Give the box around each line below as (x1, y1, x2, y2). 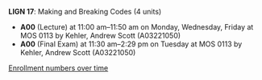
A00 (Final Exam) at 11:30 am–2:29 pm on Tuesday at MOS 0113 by (19, 39, 243, 49)
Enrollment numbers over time (8, 63, 109, 73)
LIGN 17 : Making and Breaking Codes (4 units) (8, 7, 162, 16)
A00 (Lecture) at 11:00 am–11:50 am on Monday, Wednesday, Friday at (19, 22, 254, 31)
